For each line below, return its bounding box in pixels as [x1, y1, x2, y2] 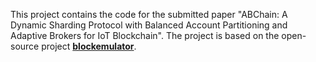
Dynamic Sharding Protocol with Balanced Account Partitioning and [10, 19, 288, 31]
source [10, 40, 40, 52]
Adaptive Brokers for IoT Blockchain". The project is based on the [10, 30, 280, 41]
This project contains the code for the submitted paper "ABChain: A [10, 9, 288, 20]
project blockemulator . [41, 40, 137, 52]
